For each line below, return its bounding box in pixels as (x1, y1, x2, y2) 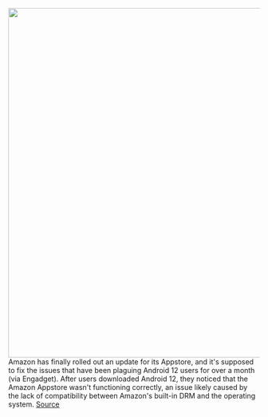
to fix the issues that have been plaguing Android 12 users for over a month (8, 366, 255, 375)
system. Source (8, 399, 60, 409)
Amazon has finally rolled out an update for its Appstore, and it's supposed (8, 357, 254, 367)
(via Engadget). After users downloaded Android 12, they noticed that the (8, 374, 249, 383)
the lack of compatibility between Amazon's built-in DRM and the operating (8, 391, 256, 400)
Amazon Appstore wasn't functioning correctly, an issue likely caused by (8, 383, 248, 391)
